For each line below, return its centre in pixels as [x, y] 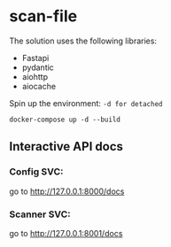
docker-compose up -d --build [65, 120]
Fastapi [35, 58]
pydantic [38, 67]
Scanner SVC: [40, 214]
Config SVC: [36, 172]
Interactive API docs [66, 147]
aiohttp [35, 76]
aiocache [39, 86]
